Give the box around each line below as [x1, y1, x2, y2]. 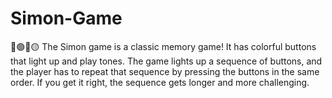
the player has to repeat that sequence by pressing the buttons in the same [10, 65, 320, 77]
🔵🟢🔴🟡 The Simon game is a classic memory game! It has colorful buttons [10, 40, 317, 52]
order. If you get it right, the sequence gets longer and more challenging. [10, 76, 310, 88]
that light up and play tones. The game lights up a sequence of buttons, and [10, 55, 323, 67]
